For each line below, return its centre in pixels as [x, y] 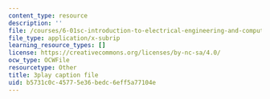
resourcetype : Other [43, 68]
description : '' [35, 23]
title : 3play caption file [53, 75]
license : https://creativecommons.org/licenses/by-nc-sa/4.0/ [115, 53]
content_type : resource [48, 16]
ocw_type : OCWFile [39, 61]
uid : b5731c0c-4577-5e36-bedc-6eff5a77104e [82, 82]
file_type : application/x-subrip [64, 38]
